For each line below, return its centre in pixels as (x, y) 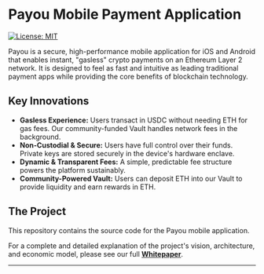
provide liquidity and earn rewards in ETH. (88, 187)
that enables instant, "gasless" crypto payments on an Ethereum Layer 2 (125, 60)
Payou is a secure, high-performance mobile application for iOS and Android (132, 51)
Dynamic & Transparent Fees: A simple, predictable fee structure (126, 162)
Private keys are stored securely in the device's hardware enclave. (127, 153)
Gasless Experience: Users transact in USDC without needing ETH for (134, 120)
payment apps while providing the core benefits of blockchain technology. (128, 76)
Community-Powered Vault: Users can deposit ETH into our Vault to (131, 178)
